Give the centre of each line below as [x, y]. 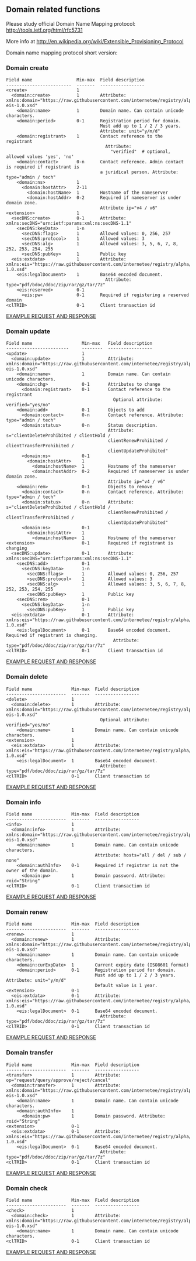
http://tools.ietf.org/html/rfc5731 [44, 30]
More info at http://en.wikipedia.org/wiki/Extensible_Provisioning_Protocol [95, 41]
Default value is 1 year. [126, 986]
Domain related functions [53, 10]
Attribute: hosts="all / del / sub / [141, 855]
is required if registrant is [43, 167]
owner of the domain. [32, 871]
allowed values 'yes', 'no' [40, 157]
